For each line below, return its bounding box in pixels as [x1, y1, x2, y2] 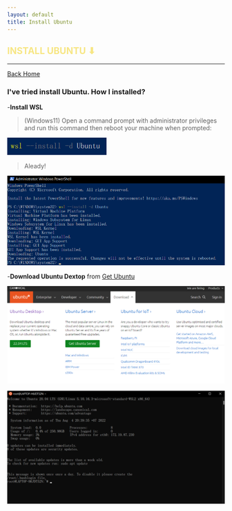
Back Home [7, 70, 40, 78]
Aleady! [23, 161, 46, 170]
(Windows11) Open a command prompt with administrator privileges [23, 116, 217, 125]
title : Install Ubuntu [7, 18, 72, 26]
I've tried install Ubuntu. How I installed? [7, 87, 146, 97]
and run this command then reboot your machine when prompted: [23, 123, 212, 132]
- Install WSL [7, 102, 43, 111]
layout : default [7, 11, 54, 18]
